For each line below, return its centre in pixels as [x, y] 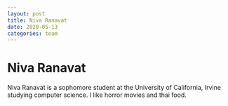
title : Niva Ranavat [38, 20]
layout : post [26, 14]
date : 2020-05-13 [33, 27]
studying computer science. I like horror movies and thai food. [97, 95]
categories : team [33, 33]
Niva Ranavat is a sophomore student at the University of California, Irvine [114, 88]
